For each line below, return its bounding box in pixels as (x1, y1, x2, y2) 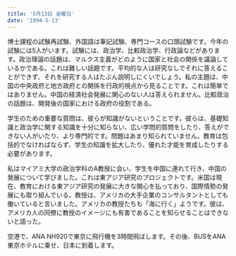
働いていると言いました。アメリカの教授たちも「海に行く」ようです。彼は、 (7, 199, 229, 208)
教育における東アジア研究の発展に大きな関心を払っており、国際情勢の (19, 181, 223, 190)
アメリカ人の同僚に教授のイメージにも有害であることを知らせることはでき (7, 208, 223, 217)
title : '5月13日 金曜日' (7, 10, 75, 18)
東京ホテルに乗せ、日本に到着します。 (7, 240, 118, 249)
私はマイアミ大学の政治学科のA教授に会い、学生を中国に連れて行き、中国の (7, 164, 227, 173)
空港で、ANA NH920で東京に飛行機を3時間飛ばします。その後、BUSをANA (7, 232, 226, 240)
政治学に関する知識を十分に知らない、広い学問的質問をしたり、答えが (19, 123, 223, 131)
